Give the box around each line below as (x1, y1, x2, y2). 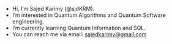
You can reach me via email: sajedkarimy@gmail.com (12, 31, 147, 38)
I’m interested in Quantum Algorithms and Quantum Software (12, 11, 166, 19)
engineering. (12, 18, 45, 25)
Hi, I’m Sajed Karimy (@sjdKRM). (12, 5, 95, 12)
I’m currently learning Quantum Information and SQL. (12, 24, 146, 31)
